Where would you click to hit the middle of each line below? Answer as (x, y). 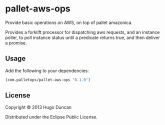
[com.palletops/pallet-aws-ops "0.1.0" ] (48, 80)
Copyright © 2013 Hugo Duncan (38, 107)
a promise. (16, 42)
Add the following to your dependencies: (47, 70)
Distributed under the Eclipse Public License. (51, 117)
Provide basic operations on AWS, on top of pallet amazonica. (69, 22)
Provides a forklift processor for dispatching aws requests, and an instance (82, 32)
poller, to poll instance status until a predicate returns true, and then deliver (82, 37)
